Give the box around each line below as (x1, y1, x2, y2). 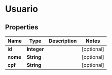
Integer (26, 46, 44, 52)
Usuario (5, 3, 38, 15)
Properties (5, 23, 38, 31)
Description (48, 38, 77, 44)
